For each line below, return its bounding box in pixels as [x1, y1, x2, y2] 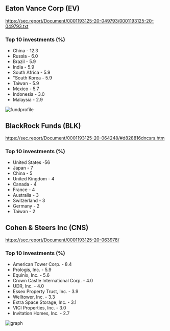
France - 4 [12, 187, 35, 193]
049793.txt [5, 23, 29, 29]
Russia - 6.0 [12, 53, 38, 59]
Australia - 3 [12, 192, 39, 198]
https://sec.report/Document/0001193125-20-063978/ [5, 237, 120, 243]
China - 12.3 [12, 48, 38, 54]
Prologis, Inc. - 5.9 [12, 266, 52, 273]
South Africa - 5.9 [12, 69, 51, 76]
